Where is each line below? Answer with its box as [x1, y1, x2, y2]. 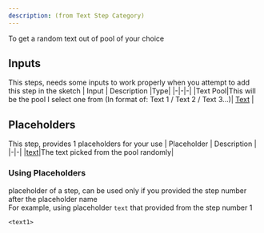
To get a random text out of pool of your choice [8, 34, 165, 43]
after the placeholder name [8, 194, 98, 203]
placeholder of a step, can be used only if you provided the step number [8, 185, 247, 195]
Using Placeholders [8, 168, 86, 179]
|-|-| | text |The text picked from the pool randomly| [8, 148, 174, 157]
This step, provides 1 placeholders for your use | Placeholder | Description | [8, 139, 258, 148]
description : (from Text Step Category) [8, 11, 146, 20]
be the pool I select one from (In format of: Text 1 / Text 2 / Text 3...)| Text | [8, 95, 254, 105]
